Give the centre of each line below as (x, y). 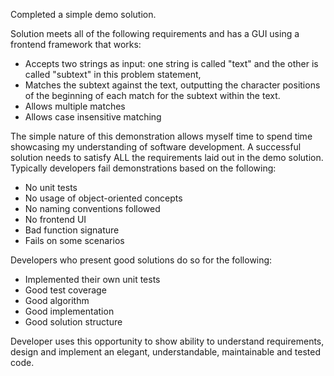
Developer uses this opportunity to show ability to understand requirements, (167, 341)
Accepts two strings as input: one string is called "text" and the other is (171, 63)
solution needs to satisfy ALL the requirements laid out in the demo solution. (167, 157)
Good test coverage (65, 290)
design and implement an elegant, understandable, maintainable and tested (165, 352)
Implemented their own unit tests (92, 279)
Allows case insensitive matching (93, 117)
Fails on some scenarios (74, 240)
